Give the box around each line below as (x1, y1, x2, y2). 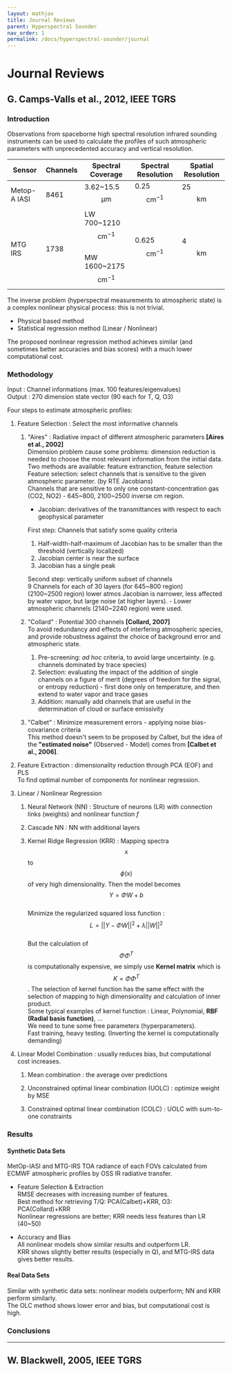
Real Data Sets (7, 1270, 50, 1279)
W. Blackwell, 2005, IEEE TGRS (7, 1355, 142, 1367)
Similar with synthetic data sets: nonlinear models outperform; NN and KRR (7, 1286, 221, 1295)
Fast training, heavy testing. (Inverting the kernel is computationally (27, 1029, 220, 1038)
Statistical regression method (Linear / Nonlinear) (17, 324, 157, 333)
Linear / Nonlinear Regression (17, 789, 102, 797)
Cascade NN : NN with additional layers (27, 824, 140, 832)
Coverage (89, 170, 123, 179)
